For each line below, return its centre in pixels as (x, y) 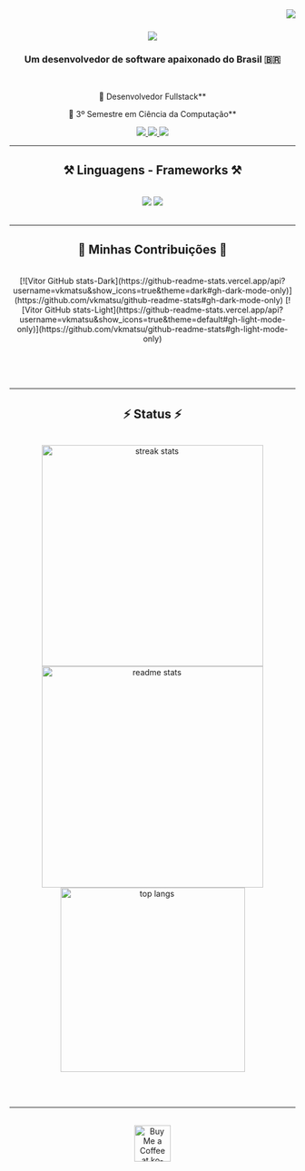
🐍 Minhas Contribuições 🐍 (152, 249)
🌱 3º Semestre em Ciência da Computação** (152, 114)
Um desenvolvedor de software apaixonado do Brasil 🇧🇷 (152, 60)
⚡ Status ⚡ (152, 413)
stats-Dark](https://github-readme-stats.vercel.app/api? (181, 281)
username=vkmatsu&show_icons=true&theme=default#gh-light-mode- (152, 320)
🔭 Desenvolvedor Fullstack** (152, 97)
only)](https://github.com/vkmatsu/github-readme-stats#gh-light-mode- (152, 330)
